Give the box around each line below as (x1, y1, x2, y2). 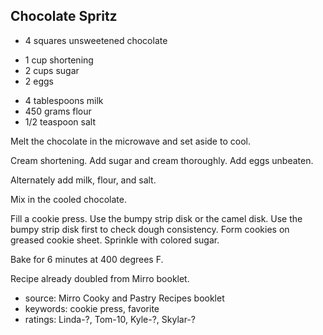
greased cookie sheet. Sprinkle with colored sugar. (10, 234, 220, 246)
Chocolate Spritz (10, 8, 118, 25)
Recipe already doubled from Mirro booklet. (10, 272, 190, 284)
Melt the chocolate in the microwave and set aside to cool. (10, 135, 251, 147)
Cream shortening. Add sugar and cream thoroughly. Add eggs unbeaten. (10, 154, 314, 166)
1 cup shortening (24, 54, 94, 66)
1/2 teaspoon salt (24, 115, 97, 128)
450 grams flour (24, 105, 92, 117)
